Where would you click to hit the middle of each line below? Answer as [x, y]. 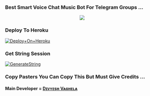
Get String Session [28, 54]
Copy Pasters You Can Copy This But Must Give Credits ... [75, 77]
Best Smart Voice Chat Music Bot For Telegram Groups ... [74, 7]
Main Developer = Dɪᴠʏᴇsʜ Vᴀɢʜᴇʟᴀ [41, 89]
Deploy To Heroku [27, 30]
